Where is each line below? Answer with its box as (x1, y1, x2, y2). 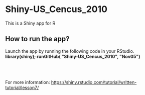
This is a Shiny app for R (5, 20, 56, 26)
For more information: (5, 79, 50, 85)
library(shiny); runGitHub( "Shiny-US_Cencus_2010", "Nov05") (5, 53, 140, 59)
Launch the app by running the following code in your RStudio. (5, 48, 134, 54)
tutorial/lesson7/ (5, 84, 39, 90)
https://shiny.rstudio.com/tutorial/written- (51, 79, 137, 85)
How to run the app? (5, 35, 70, 43)
